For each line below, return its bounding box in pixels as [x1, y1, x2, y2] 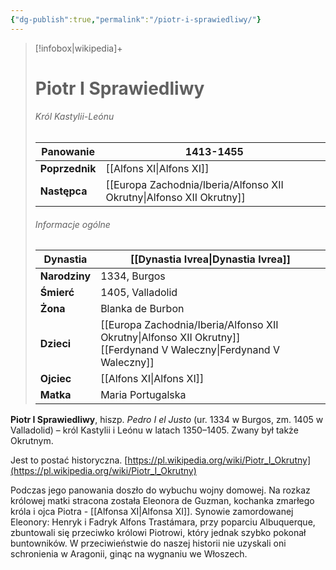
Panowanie [41, 145, 95, 159]
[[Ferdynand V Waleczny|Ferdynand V [100, 343, 280, 357]
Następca [39, 184, 88, 198]
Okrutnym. [10, 435, 54, 447]
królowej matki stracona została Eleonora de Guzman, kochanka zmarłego [10, 495, 315, 507]
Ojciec [39, 372, 72, 386]
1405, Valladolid [100, 286, 178, 300]
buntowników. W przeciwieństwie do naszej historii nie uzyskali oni [10, 537, 287, 550]
